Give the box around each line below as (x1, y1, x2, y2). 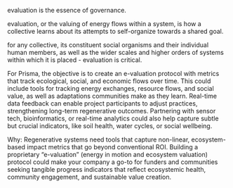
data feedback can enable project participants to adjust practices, (7, 99, 198, 108)
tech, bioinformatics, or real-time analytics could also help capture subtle (7, 114, 219, 123)
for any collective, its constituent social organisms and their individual (7, 41, 209, 49)
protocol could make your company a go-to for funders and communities (7, 158, 218, 166)
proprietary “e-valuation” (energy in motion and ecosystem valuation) (7, 151, 208, 158)
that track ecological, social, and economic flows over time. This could (7, 77, 211, 85)
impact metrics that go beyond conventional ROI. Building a (27, 143, 199, 151)
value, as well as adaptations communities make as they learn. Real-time (7, 92, 218, 100)
